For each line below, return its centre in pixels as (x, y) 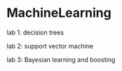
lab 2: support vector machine (50, 46)
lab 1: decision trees (35, 32)
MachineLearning (59, 13)
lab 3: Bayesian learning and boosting (61, 59)
